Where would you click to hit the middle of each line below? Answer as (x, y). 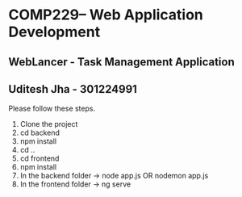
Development (54, 32)
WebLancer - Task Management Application (122, 62)
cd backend (40, 133)
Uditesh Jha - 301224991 (73, 89)
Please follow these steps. (52, 109)
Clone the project (49, 124)
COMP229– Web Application (106, 15)
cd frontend (40, 158)
